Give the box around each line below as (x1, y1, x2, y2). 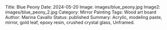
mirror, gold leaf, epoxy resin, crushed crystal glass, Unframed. (5, 19, 135, 25)
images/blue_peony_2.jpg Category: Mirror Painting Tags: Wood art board (5, 9, 157, 15)
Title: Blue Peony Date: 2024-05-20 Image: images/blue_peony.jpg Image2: (5, 4, 161, 10)
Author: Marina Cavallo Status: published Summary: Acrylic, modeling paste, (5, 15, 163, 20)
